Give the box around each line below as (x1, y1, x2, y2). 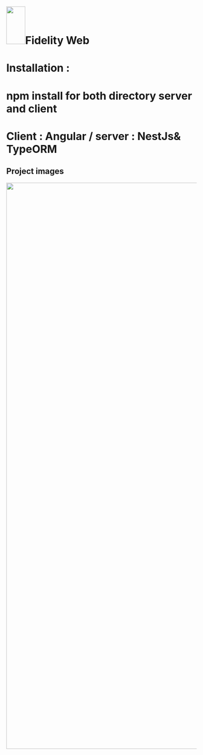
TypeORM (6, 142, 57, 156)
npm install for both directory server (6, 89, 192, 103)
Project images (6, 166, 65, 176)
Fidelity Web (25, 34, 89, 48)
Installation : (6, 61, 70, 75)
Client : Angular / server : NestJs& (6, 129, 181, 143)
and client (6, 101, 57, 115)
